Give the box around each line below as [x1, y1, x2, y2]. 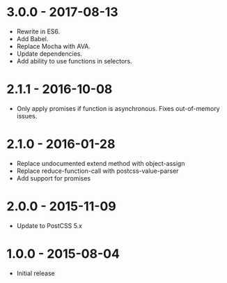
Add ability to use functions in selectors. [16, 56, 133, 65]
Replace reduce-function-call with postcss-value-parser [16, 167, 179, 175]
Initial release [16, 269, 55, 277]
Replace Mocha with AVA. [16, 42, 91, 50]
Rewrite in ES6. [16, 27, 61, 36]
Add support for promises [16, 174, 91, 182]
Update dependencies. [16, 49, 83, 58]
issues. [16, 112, 38, 120]
